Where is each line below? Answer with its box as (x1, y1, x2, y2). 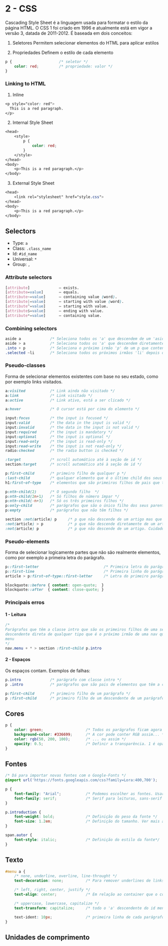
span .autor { (5, 833, 32, 838)
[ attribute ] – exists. (5, 285, 79, 290)
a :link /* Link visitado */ (5, 393, 93, 398)
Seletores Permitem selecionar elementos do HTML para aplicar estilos (12, 39, 159, 45)
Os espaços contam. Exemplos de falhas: (5, 668, 90, 674)
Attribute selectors (5, 274, 52, 281)
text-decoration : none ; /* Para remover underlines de (14, 878, 151, 884)
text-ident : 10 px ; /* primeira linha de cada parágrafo (14, 915, 164, 920)
